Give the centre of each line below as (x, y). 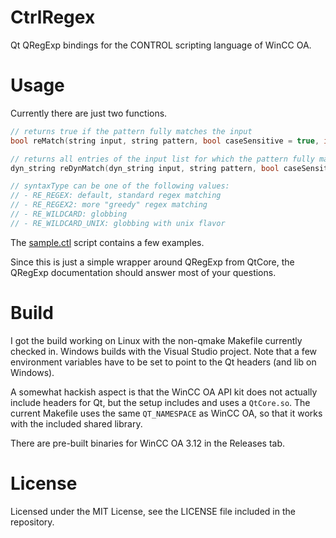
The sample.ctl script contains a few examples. (107, 242)
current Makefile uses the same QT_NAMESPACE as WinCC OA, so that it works (166, 413)
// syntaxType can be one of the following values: (120, 186)
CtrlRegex (53, 17)
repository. (32, 522)
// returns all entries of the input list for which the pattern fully (162, 159)
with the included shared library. (76, 423)
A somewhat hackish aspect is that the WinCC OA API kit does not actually (164, 392)
